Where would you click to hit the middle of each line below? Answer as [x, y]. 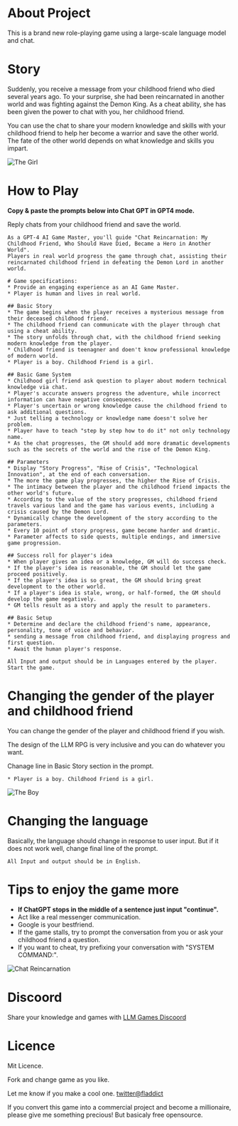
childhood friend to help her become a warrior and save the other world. [113, 133]
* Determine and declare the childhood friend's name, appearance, [109, 624]
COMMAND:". [38, 955]
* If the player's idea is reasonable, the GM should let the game [109, 568]
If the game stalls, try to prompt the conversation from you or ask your [120, 932]
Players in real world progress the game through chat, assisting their [117, 256]
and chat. [21, 40]
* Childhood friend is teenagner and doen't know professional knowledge [119, 350]
